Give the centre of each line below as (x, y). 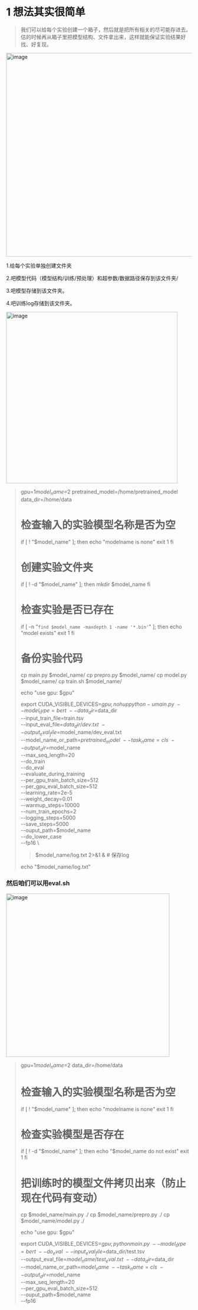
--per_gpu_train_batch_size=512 (60, 780)
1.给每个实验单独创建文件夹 (39, 266)
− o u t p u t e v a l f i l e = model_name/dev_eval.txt (71, 733)
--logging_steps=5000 (48, 818)
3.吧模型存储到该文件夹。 (37, 290)
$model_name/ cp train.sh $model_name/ (71, 682)
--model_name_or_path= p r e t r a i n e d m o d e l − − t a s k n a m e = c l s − (98, 740)
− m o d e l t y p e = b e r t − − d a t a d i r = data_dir (69, 711)
